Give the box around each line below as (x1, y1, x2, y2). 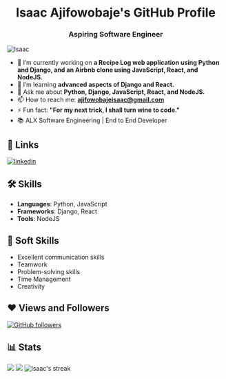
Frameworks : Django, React (17, 207, 98, 215)
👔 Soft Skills (7, 235, 60, 246)
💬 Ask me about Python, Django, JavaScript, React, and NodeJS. (17, 88, 205, 96)
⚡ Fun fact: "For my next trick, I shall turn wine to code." (17, 106, 181, 115)
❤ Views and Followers (7, 302, 110, 314)
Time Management (17, 275, 71, 283)
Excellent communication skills (17, 253, 105, 261)
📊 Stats (7, 342, 42, 353)
